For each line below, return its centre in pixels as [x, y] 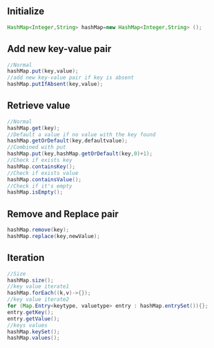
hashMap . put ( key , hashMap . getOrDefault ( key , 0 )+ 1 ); [80, 154]
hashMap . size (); [30, 280]
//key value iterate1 [38, 286]
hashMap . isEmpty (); [35, 192]
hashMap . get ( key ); [33, 128]
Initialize [26, 11]
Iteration [26, 258]
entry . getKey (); [30, 312]
